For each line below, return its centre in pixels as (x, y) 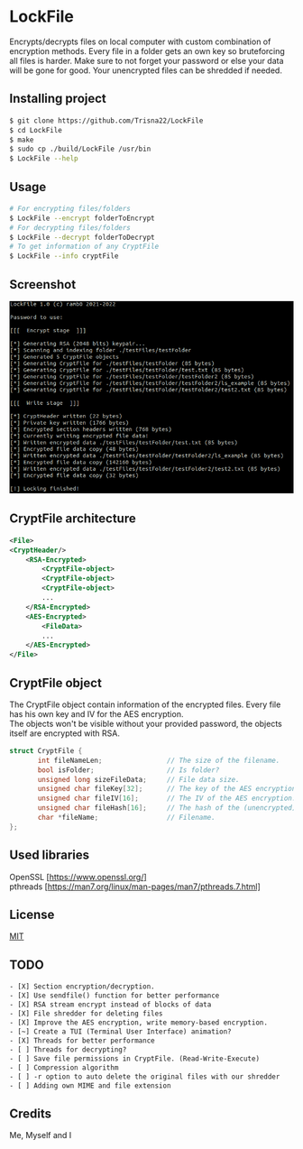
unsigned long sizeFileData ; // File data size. (139, 779)
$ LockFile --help (44, 159)
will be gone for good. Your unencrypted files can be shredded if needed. (146, 70)
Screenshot (43, 285)
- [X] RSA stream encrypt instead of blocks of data (110, 1005)
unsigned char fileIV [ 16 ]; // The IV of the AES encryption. (167, 799)
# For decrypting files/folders (70, 227)
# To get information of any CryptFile (84, 247)
